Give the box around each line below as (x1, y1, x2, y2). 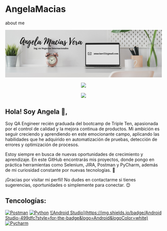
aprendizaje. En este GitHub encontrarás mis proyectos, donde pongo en (5, 156, 155, 162)
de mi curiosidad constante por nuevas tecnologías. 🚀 (5, 167, 115, 173)
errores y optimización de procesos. (5, 142, 80, 148)
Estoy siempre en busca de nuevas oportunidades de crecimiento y (5, 152, 143, 157)
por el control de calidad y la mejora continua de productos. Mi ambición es (5, 126, 160, 132)
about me (5, 20, 25, 26)
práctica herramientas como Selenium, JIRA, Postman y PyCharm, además (5, 162, 158, 168)
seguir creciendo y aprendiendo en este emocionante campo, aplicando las (5, 131, 160, 137)
